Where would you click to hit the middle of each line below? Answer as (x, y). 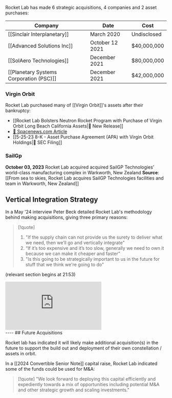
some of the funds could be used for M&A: (50, 369)
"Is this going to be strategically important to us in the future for (92, 259)
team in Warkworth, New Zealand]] (42, 183)
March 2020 (105, 34)
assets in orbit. (21, 354)
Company (46, 25)
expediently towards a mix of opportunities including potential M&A (89, 385)
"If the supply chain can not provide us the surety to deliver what (94, 237)
